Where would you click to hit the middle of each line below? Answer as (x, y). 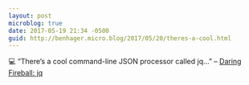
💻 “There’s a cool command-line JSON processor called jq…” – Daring (125, 62)
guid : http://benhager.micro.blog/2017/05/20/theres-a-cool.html (120, 38)
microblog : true (35, 23)
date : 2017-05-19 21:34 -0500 (59, 30)
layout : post (30, 16)
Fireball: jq (26, 73)
